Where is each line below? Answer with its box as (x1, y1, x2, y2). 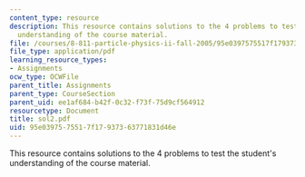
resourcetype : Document (9, 106, 100, 115)
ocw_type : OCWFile (9, 73, 79, 82)
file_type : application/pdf (9, 47, 116, 56)
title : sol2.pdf (9, 114, 71, 123)
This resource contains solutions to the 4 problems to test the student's (9, 148, 277, 159)
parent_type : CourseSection (9, 89, 116, 98)
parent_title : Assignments (9, 81, 112, 90)
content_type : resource (9, 13, 100, 23)
